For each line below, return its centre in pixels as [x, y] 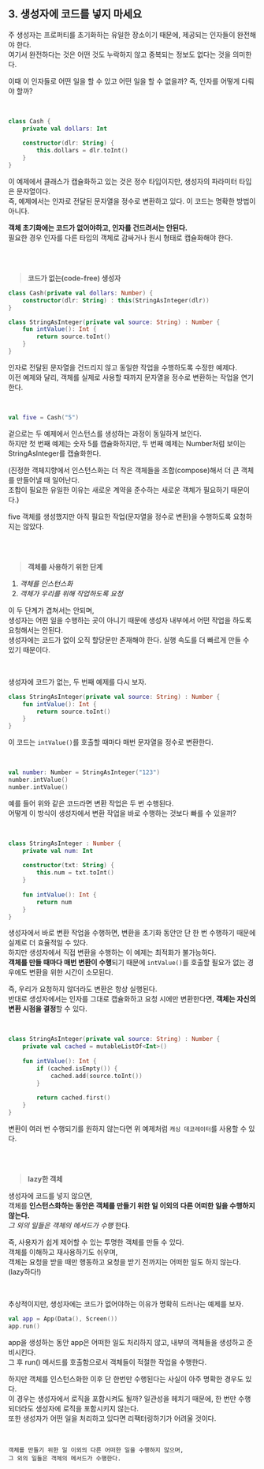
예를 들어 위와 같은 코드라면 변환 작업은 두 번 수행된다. [91, 803]
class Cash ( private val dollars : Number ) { [81, 293]
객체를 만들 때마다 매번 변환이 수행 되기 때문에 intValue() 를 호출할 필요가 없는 [127, 963]
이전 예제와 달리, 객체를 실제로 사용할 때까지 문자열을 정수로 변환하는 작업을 [124, 377]
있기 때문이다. [30, 649]
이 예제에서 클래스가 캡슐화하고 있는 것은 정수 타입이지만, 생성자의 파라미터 [123, 181]
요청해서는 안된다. [36, 629]
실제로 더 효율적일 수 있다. [48, 943]
